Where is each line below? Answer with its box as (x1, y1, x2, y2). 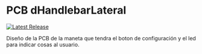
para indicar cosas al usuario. (6, 41, 80, 48)
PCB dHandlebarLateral (6, 4, 127, 17)
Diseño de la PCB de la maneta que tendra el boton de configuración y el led (6, 34, 196, 42)
